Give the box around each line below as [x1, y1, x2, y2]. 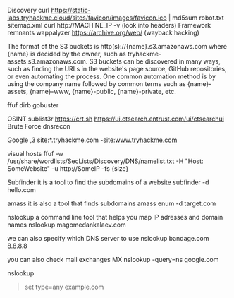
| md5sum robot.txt [168, 13, 224, 22]
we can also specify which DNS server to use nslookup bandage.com [7, 234, 209, 242]
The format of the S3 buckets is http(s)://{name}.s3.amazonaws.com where [7, 42, 228, 50]
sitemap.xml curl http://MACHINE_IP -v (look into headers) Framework [7, 21, 211, 29]
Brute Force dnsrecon [7, 122, 70, 130]
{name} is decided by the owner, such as [7, 49, 126, 58]
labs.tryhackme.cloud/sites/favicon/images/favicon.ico [7, 13, 167, 22]
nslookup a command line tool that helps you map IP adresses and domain [7, 213, 223, 221]
